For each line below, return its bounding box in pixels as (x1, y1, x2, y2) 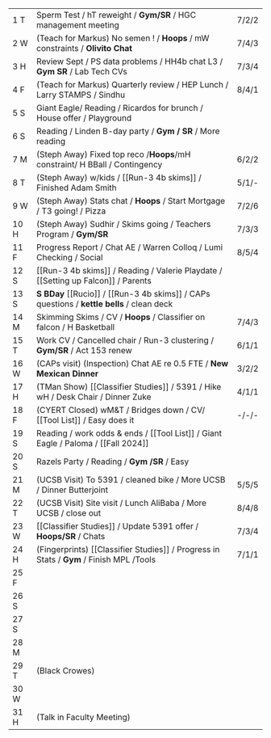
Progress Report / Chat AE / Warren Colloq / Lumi (35, 242, 223, 253)
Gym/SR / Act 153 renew (35, 345, 133, 356)
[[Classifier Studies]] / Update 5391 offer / (35, 521, 199, 532)
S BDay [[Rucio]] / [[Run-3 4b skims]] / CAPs (35, 289, 211, 299)
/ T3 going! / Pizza (35, 205, 106, 217)
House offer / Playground (35, 112, 132, 124)
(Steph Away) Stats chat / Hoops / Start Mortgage (35, 196, 226, 206)
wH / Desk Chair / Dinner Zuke (35, 391, 152, 403)
